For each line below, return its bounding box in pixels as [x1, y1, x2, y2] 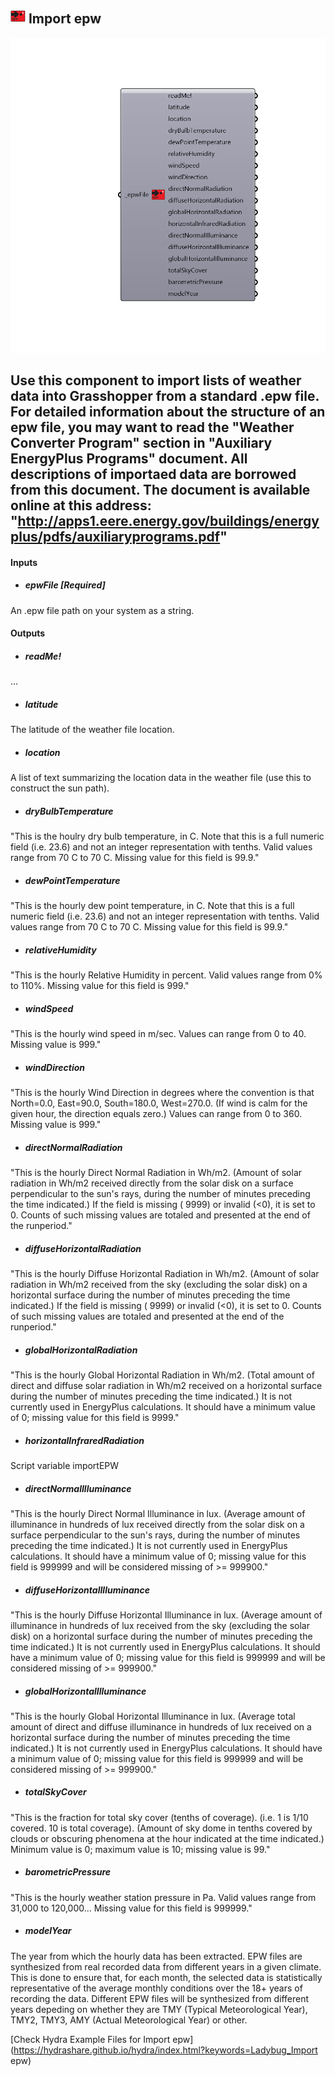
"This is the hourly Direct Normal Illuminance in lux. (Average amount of [10, 1507, 306, 1519]
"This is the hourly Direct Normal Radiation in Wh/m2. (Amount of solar [10, 1167, 303, 1179]
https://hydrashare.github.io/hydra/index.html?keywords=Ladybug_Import [13, 2044, 318, 2056]
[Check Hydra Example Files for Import [10, 2033, 171, 2045]
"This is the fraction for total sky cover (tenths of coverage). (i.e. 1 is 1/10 [10, 1811, 309, 1823]
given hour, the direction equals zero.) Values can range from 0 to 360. [10, 1108, 303, 1120]
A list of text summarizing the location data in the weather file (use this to [10, 772, 312, 784]
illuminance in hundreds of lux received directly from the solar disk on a [10, 1518, 305, 1530]
